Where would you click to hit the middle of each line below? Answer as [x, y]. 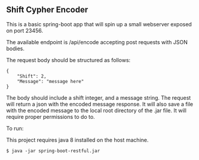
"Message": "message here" [50, 81]
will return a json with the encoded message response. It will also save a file [99, 104]
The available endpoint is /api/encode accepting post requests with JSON [97, 42]
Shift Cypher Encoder [47, 10]
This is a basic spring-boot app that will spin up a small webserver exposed [99, 24]
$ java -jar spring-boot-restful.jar [53, 151]
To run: [15, 128]
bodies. [16, 48]
